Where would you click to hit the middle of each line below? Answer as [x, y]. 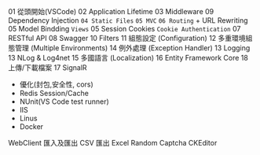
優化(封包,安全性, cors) [57, 84]
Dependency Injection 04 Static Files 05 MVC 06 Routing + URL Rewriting [128, 20]
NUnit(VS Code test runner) [64, 101]
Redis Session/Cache [54, 93]
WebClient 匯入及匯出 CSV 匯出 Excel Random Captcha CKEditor [113, 143]
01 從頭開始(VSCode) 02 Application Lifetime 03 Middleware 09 [111, 11]
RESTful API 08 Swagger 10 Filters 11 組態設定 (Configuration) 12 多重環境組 [130, 38]
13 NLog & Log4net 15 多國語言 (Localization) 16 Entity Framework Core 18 [128, 58]
